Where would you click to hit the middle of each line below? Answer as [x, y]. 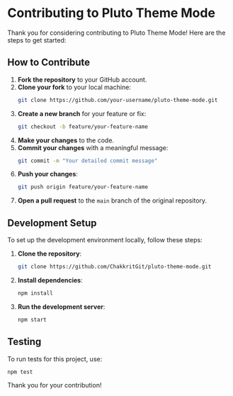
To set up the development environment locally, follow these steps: [105, 240]
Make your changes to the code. [66, 140]
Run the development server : [61, 307]
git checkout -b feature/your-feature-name [83, 126]
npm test [20, 372]
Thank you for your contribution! [55, 385]
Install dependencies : [50, 280]
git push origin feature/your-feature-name [83, 187]
